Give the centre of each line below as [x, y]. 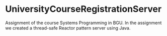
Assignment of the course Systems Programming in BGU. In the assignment [83, 23]
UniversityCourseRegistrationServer [83, 9]
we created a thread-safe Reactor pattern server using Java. [68, 28]
